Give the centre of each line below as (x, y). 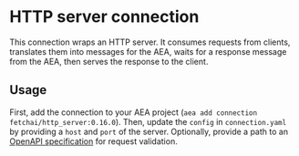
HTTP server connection (104, 17)
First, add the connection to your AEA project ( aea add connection (134, 112)
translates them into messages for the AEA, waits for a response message (148, 51)
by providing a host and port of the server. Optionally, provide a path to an (149, 131)
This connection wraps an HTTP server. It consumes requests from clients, (150, 42)
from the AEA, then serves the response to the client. (109, 61)
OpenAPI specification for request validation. (93, 141)
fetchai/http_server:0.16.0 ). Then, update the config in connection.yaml (148, 121)
